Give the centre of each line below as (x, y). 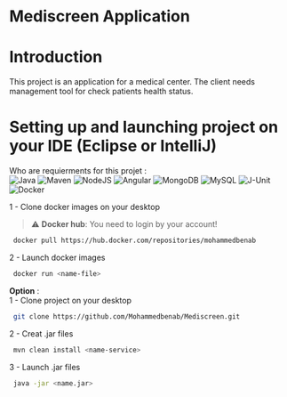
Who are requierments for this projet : (78, 171)
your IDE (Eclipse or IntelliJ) (113, 146)
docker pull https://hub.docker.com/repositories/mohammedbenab (134, 241)
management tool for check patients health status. (101, 92)
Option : (24, 290)
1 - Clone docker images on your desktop (84, 207)
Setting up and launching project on (143, 127)
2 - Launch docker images (57, 257)
